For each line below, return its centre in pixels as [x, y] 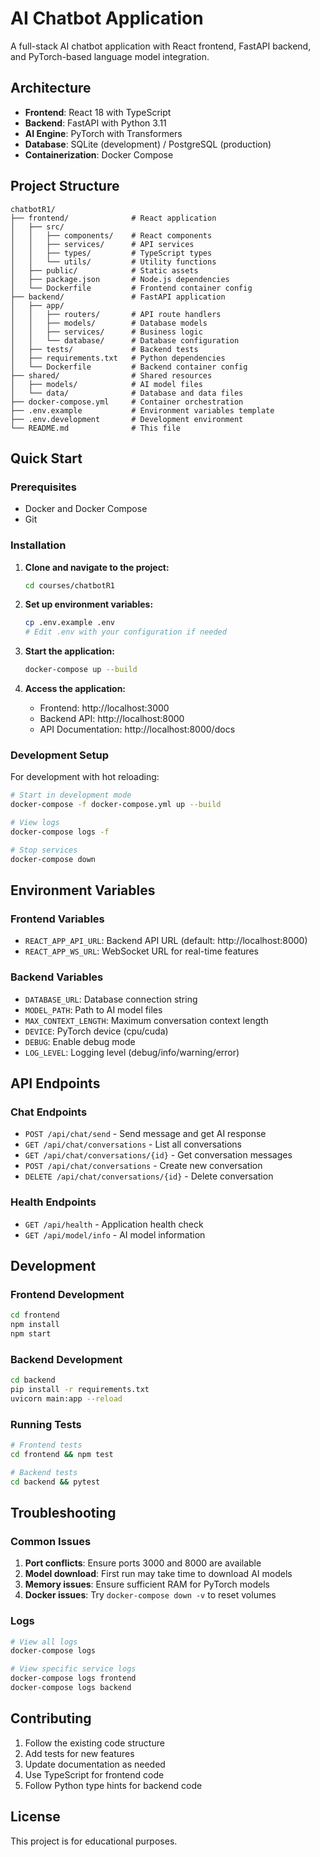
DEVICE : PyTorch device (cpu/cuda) [96, 1031]
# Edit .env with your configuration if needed [125, 632]
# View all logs [44, 1642]
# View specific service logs [73, 1669]
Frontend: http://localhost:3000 [104, 708]
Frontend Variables [57, 919]
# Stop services [44, 850]
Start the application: [70, 651]
